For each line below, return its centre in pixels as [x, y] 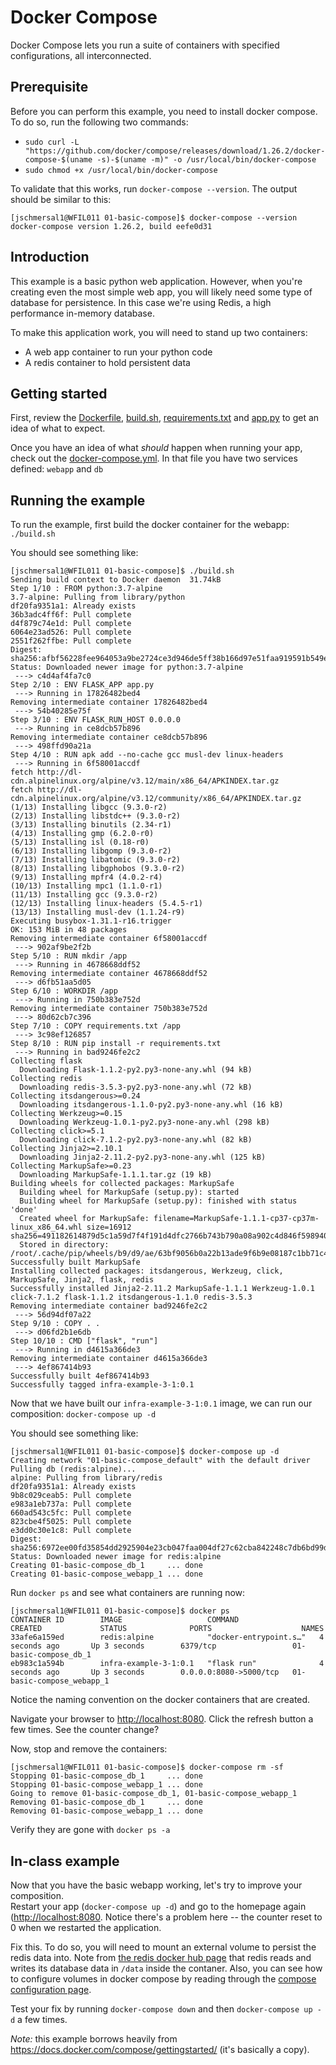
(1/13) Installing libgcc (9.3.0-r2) [89, 807]
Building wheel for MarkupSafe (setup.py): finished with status [158, 1201]
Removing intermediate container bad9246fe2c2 [109, 1306]
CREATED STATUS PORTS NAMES [167, 1629]
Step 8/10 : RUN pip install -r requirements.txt [116, 1044]
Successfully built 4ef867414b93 [80, 1376]
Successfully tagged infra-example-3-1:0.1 [102, 1385]
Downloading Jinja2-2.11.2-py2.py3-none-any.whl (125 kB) [143, 1157]
